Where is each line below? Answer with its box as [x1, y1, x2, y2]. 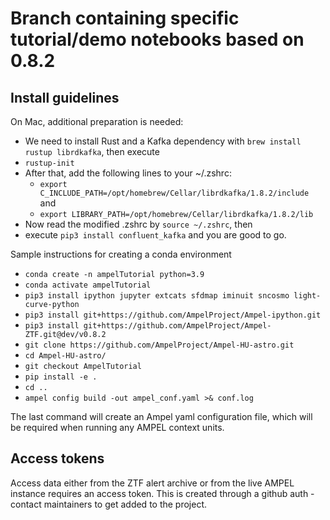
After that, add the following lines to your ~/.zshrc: [24, 167, 232, 179]
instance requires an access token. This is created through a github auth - [10, 487, 315, 499]
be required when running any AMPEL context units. [10, 422, 225, 433]
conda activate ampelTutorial [24, 280, 152, 290]
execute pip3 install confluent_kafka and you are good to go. [24, 229, 287, 241]
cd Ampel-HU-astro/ [24, 351, 107, 361]
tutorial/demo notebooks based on [10, 28, 305, 51]
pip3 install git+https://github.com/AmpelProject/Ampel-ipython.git [24, 310, 322, 320]
